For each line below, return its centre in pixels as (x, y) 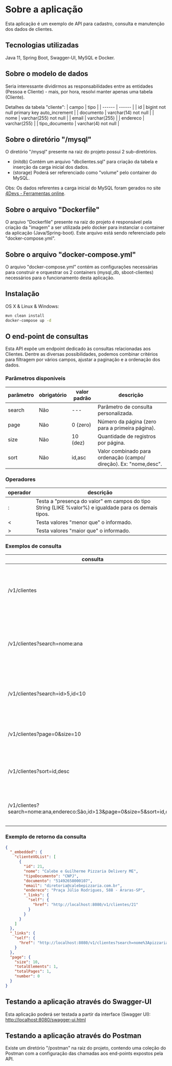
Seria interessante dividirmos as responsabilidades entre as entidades (79, 86)
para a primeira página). (126, 428)
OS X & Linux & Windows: (32, 306)
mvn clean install (25, 316)
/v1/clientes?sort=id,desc (39, 771)
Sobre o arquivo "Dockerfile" (52, 210)
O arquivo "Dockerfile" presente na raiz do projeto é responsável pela (79, 222)
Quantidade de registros (127, 436)
